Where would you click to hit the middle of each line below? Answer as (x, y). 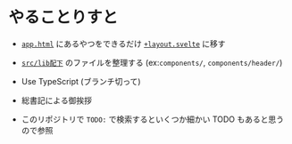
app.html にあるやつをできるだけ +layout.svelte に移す (123, 44)
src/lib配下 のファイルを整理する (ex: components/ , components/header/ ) (152, 62)
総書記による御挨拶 (57, 100)
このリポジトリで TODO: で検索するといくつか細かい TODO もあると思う (153, 119)
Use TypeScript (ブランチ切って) (81, 81)
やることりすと (63, 17)
